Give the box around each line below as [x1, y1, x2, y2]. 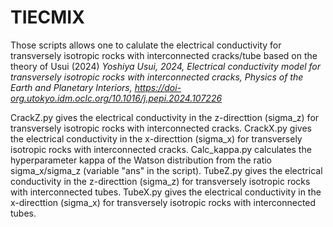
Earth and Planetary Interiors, [10, 81, 133, 93]
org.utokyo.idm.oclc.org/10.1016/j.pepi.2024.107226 [10, 92, 223, 104]
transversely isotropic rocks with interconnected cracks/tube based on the [10, 49, 318, 61]
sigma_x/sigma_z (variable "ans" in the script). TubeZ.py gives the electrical [10, 164, 323, 176]
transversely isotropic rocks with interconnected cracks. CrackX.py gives [10, 122, 312, 134]
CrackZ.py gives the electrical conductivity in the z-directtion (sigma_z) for [10, 111, 320, 123]
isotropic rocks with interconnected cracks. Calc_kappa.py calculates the [10, 143, 312, 155]
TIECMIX [10, 6, 85, 29]
